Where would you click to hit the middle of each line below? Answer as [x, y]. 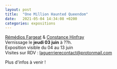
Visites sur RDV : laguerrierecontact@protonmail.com [58, 53]
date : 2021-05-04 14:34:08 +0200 [41, 19]
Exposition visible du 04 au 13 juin [39, 47]
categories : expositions [30, 23]
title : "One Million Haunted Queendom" [47, 14]
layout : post [18, 10]
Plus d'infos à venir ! [26, 62]
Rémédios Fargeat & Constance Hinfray [45, 37]
